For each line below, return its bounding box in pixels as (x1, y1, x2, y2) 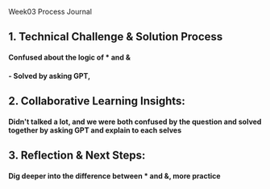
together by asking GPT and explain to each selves (8, 125, 182, 135)
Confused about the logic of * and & (8, 52, 131, 62)
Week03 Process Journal (8, 7, 93, 16)
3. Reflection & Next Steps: (8, 148, 146, 162)
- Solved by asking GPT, (8, 71, 91, 80)
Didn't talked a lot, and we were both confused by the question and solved (8, 117, 262, 126)
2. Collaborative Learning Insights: (8, 94, 185, 108)
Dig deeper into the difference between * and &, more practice (8, 171, 221, 180)
